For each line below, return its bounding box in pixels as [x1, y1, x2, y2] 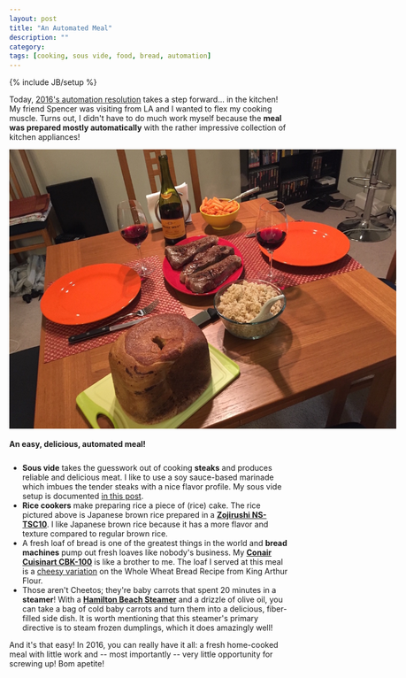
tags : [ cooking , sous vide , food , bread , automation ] [9, 51, 212, 61]
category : [9, 42, 46, 51]
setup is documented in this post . [21, 490, 144, 501]
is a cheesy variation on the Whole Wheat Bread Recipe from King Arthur [21, 566, 288, 576]
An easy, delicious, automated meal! [9, 438, 146, 449]
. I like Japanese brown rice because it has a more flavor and [47, 519, 269, 529]
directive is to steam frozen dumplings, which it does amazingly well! [21, 622, 273, 633]
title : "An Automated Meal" [9, 23, 113, 33]
